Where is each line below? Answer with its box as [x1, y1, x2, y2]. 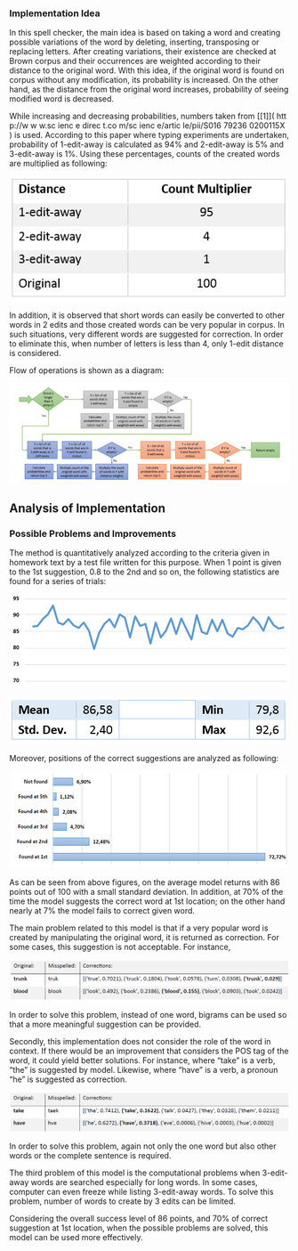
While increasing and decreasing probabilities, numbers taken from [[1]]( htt [9, 110, 287, 122]
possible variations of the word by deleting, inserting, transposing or [9, 37, 260, 47]
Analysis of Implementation [9, 500, 166, 516]
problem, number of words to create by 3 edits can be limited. [9, 1196, 236, 1206]
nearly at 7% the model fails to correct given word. [9, 906, 196, 916]
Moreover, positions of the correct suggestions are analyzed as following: [9, 752, 279, 763]
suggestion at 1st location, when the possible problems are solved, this [9, 1223, 269, 1233]
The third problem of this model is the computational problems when [9, 1167, 261, 1178]
